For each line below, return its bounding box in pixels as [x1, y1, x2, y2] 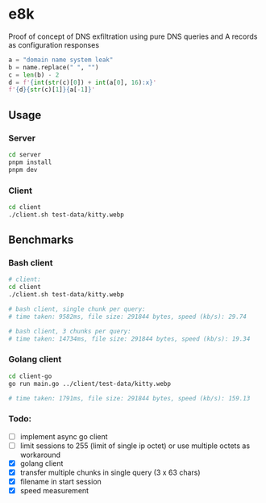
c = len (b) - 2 [8, 70, 60, 79]
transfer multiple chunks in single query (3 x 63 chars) [19, 467, 201, 477]
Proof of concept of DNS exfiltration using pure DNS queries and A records [8, 31, 258, 41]
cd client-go [8, 372, 52, 380]
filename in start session [19, 476, 102, 486]
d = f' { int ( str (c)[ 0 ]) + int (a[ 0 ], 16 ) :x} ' [8, 78, 157, 86]
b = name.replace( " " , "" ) [8, 63, 99, 71]
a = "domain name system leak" [8, 56, 114, 64]
